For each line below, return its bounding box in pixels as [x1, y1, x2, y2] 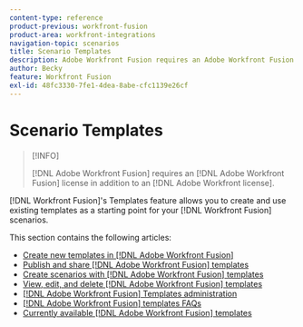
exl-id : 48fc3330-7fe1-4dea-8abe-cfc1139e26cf [9, 81, 189, 90]
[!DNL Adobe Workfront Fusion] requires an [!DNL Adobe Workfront [31, 167, 285, 178]
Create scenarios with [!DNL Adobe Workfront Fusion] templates [22, 269, 264, 280]
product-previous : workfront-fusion [9, 22, 148, 31]
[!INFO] [31, 150, 60, 161]
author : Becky [9, 64, 64, 74]
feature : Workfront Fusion [9, 73, 112, 82]
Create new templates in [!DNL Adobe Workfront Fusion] [22, 249, 234, 260]
